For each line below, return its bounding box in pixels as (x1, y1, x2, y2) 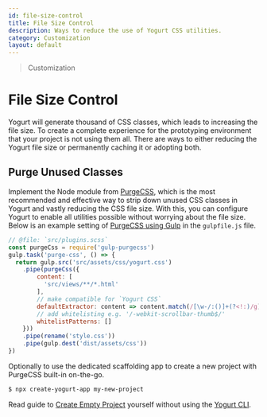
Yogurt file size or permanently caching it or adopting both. (8, 142, 202, 152)
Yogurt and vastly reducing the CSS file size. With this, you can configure (8, 204, 249, 213)
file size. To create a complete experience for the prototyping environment (8, 126, 252, 135)
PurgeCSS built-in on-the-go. (8, 369, 105, 379)
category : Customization (8, 33, 91, 42)
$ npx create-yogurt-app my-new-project (8, 385, 145, 393)
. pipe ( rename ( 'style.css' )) (22, 332, 115, 341)
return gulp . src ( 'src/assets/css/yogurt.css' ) (15, 258, 172, 267)
